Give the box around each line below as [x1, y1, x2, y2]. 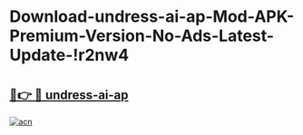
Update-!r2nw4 [9, 45, 130, 65]
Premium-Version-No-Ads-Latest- [9, 25, 275, 46]
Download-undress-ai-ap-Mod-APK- [9, 6, 295, 27]
